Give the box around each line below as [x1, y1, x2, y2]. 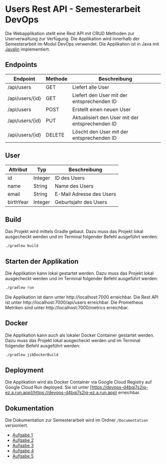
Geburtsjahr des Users [54, 198, 107, 205]
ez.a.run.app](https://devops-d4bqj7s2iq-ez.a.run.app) [5, 390, 118, 396]
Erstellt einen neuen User [72, 106, 131, 113]
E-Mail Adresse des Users [54, 190, 116, 197]
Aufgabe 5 [12, 453, 34, 459]
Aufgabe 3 [12, 443, 34, 449]
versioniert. [5, 422, 29, 428]
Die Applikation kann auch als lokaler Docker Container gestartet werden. [5, 332, 155, 338]
